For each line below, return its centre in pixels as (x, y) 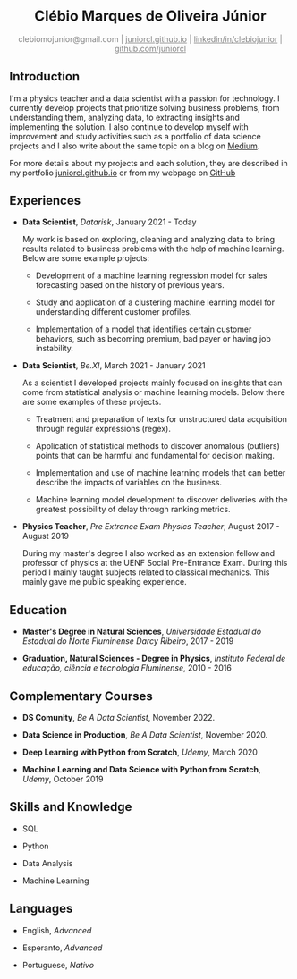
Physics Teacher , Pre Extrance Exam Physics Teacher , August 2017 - (151, 527)
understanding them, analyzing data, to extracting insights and (124, 117)
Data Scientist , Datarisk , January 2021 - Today (109, 222)
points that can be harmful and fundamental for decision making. (155, 456)
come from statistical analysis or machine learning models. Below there (154, 392)
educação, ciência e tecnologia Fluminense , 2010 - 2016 (127, 668)
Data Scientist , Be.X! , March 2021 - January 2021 (114, 366)
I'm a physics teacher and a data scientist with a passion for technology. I (144, 98)
